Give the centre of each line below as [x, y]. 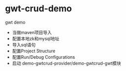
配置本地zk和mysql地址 [36, 38]
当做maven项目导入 [32, 32]
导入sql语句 [24, 44]
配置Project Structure [34, 51]
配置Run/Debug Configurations [43, 57]
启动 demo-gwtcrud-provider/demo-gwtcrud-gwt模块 [66, 63]
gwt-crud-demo [38, 9]
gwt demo [15, 22]
